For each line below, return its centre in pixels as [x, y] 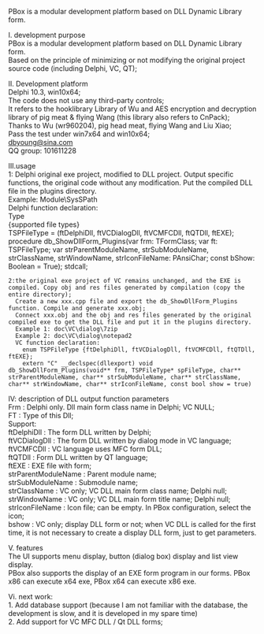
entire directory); [40, 295]
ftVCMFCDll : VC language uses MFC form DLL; [86, 449]
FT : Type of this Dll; [41, 415]
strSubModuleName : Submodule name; [73, 482]
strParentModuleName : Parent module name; [83, 474]
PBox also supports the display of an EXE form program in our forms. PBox [129, 573]
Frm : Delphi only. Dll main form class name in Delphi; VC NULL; [112, 407]
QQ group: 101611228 [43, 150]
